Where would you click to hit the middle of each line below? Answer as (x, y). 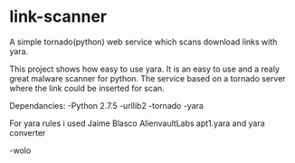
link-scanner (58, 17)
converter (28, 132)
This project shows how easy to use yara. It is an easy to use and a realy (145, 69)
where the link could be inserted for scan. (87, 88)
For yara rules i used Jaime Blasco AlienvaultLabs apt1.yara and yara (137, 123)
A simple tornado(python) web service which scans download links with (143, 42)
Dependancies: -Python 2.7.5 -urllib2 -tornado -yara (106, 105)
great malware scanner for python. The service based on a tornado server (148, 78)
